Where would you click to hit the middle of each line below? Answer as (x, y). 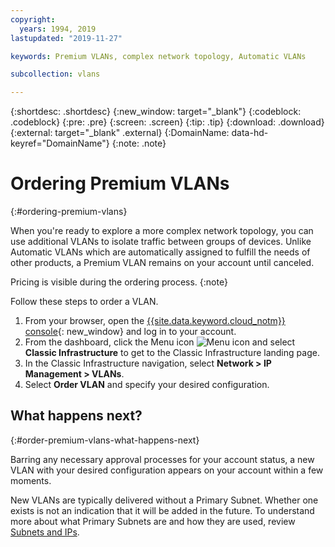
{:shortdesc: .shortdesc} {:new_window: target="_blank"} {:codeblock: (156, 112)
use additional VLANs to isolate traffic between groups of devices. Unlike (161, 242)
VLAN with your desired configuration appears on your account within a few (167, 470)
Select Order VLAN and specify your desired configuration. (147, 385)
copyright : (33, 19)
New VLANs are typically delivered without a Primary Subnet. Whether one (164, 500)
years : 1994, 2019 (58, 29)
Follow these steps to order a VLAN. (84, 302)
